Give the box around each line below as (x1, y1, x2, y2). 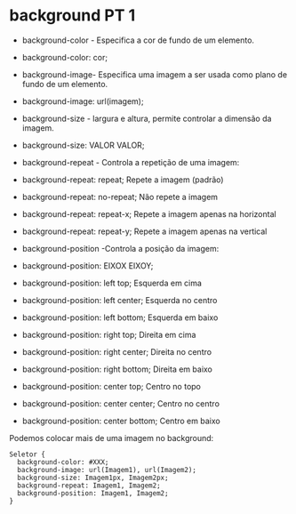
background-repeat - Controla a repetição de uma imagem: (21, 157, 240, 167)
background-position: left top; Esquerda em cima (21, 277, 203, 288)
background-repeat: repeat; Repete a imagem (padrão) (21, 174, 224, 185)
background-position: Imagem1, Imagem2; (17, 488, 169, 498)
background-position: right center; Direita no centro (21, 346, 212, 357)
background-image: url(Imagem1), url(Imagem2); (17, 465, 197, 474)
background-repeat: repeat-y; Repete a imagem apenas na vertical (21, 226, 268, 237)
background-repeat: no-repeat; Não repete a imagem (21, 191, 219, 202)
